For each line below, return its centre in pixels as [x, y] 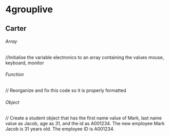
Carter [16, 28]
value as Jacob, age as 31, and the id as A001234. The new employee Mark [85, 124]
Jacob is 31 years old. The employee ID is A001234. [60, 129]
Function [15, 74]
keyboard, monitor [25, 63]
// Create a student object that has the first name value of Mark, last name [83, 118]
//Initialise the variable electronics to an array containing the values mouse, [85, 57]
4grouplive [29, 9]
